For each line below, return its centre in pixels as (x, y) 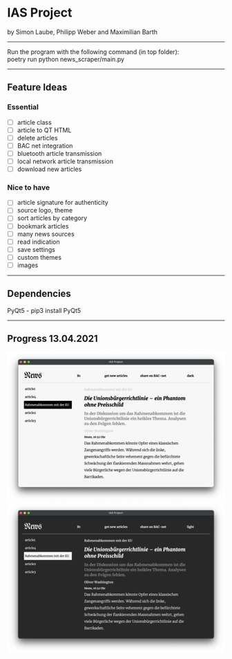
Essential (23, 107)
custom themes (39, 257)
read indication (38, 242)
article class (34, 122)
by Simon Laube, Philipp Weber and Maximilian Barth (82, 32)
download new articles (49, 169)
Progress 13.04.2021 (52, 339)
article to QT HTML (44, 130)
